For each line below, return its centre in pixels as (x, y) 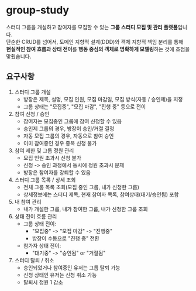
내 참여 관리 (28, 201)
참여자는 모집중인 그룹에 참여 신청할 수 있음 (72, 121)
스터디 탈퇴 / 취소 (34, 260)
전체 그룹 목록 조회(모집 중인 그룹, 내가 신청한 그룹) (81, 187)
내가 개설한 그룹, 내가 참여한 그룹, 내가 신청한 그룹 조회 (85, 209)
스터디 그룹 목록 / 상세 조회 (45, 180)
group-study (37, 10)
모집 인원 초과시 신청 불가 (52, 158)
